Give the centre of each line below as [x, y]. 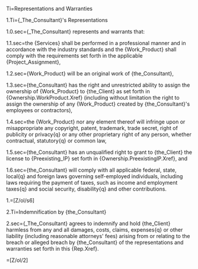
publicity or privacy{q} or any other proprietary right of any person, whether [99, 134]
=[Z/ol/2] [17, 260]
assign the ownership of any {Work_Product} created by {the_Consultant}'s [98, 104]
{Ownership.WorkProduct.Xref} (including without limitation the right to [93, 98]
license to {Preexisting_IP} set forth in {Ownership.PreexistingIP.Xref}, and [97, 159]
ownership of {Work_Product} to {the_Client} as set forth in [78, 91]
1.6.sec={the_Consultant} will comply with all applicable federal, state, [91, 170]
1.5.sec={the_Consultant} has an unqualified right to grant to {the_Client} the [99, 152]
